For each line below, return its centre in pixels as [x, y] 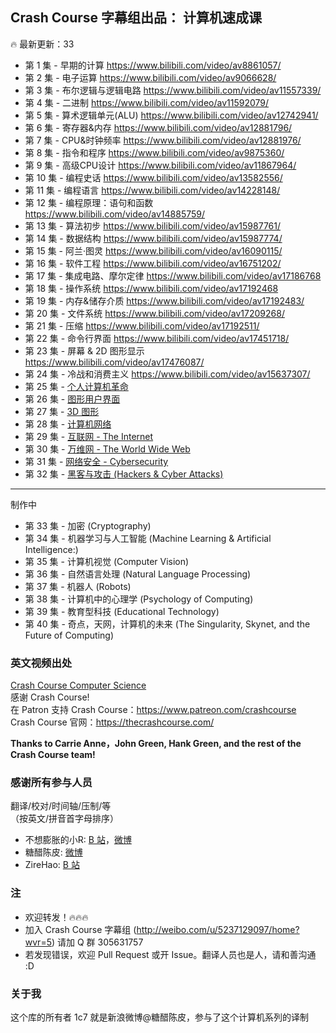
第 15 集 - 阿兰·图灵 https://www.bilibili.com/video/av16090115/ [153, 250]
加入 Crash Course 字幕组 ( [80, 929]
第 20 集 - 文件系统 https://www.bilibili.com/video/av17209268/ [154, 313]
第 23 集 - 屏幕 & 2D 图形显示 [84, 350]
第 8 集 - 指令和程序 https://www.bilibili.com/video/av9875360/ [154, 152]
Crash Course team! [53, 755]
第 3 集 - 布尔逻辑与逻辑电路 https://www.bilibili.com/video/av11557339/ [173, 90]
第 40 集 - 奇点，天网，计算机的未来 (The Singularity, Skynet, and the [167, 624]
